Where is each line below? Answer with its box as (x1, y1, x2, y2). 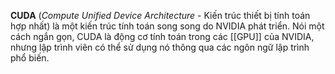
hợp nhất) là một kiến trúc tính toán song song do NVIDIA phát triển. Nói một (10, 20, 325, 32)
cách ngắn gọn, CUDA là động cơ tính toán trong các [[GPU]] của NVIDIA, (10, 31, 315, 42)
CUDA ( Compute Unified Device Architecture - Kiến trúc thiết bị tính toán (10, 10, 311, 21)
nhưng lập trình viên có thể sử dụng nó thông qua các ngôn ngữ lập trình (10, 41, 310, 53)
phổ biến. (10, 52, 50, 64)
